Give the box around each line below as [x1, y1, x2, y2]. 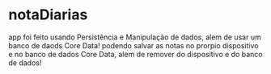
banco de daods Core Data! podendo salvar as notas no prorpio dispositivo [8, 40, 259, 50]
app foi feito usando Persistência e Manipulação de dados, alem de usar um [8, 32, 261, 42]
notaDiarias [8, 6, 88, 24]
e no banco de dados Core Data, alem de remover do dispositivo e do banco [8, 49, 263, 59]
